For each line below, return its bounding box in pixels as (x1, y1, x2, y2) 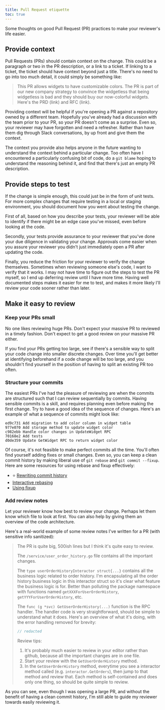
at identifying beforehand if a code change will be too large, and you (5, 356, 144, 362)
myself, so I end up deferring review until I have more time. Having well (5, 275, 149, 281)
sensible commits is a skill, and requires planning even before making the (5, 401, 154, 407)
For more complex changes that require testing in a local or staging (5, 198, 141, 204)
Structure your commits (5, 379, 64, 386)
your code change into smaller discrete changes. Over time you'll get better (5, 351, 159, 357)
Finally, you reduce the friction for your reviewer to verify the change (5, 259, 145, 265)
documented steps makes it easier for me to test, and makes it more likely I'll (5, 280, 161, 286)
